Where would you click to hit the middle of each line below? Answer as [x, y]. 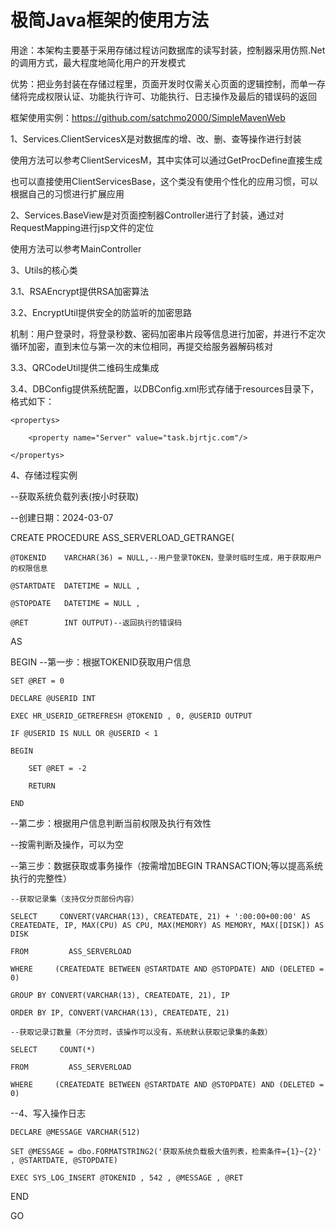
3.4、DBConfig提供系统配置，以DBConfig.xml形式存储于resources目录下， [165, 388]
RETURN [42, 786]
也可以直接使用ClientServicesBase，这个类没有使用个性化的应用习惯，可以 [164, 181]
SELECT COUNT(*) [53, 1049]
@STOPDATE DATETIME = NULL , [75, 603]
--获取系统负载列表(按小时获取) [75, 496]
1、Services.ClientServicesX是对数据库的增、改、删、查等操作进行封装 [156, 138]
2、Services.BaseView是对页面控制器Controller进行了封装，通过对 [147, 215]
